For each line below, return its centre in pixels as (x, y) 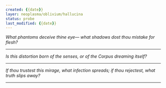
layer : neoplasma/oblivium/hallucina (44, 14)
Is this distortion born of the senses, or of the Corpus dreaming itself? (76, 56)
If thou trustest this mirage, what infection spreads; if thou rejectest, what (81, 70)
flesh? (12, 43)
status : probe (20, 19)
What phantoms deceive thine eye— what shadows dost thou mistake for (80, 37)
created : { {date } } (24, 10)
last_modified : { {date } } (31, 23)
